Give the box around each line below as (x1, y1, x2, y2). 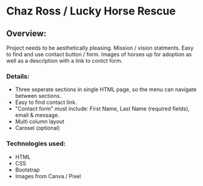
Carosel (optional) (15, 124, 61, 132)
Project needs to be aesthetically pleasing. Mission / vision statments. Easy (6, 44, 194, 51)
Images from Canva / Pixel (15, 172, 81, 179)
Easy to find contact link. (15, 98, 77, 106)
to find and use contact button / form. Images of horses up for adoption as (6, 51, 192, 58)
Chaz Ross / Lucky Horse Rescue (6, 4, 176, 18)
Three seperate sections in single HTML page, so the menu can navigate (15, 86, 197, 93)
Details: (6, 72, 30, 80)
